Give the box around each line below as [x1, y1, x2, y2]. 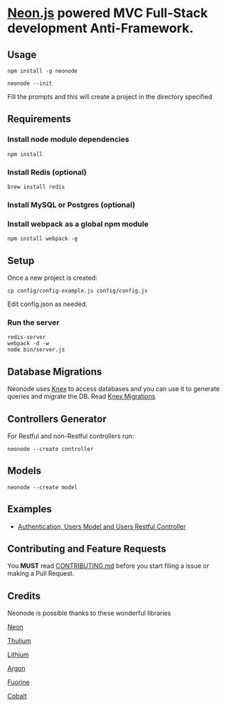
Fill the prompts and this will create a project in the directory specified [7, 93, 213, 101]
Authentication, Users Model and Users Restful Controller [17, 522, 186, 531]
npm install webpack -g [7, 235, 78, 243]
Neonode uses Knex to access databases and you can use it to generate [7, 385, 221, 393]
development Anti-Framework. [7, 20, 194, 36]
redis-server [7, 334, 46, 341]
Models [7, 465, 41, 477]
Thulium [7, 636, 31, 645]
